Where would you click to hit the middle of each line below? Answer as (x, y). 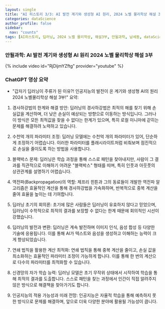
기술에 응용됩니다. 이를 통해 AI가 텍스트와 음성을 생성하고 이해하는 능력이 (82, 233)
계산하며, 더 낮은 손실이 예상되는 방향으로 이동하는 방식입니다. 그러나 (91, 114)
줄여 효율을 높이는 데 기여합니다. (43, 194)
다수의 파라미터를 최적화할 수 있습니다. (54, 262)
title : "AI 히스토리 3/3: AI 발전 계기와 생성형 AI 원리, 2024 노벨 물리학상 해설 (81, 14)
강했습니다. (23, 217)
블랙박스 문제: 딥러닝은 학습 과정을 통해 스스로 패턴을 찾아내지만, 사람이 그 (83, 159)
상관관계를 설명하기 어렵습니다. (42, 172)
